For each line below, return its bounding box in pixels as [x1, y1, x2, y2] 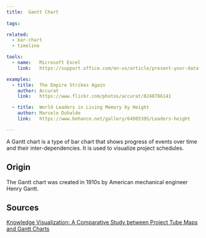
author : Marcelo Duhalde [17, 110, 81, 116]
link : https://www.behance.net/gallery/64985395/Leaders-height [17, 116, 191, 122]
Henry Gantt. [6, 185, 39, 192]
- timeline [12, 43, 40, 49]
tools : [6, 54, 23, 60]
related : [6, 31, 29, 37]
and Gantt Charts [6, 225, 50, 232]
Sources [6, 203, 39, 213]
